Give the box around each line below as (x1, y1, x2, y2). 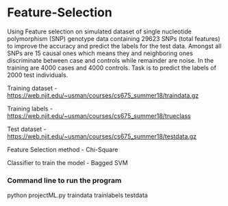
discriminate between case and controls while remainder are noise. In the (7, 56, 214, 64)
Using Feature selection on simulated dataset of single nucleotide (7, 27, 192, 35)
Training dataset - (7, 84, 58, 92)
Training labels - (7, 104, 53, 113)
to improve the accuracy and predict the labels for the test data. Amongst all (7, 42, 222, 50)
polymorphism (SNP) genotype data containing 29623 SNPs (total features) (7, 34, 220, 42)
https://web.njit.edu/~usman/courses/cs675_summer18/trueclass (7, 111, 191, 120)
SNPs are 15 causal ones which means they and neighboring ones (7, 49, 193, 57)
